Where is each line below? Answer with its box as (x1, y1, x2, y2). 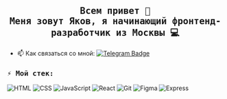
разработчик (51, 27, 111, 38)
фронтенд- (171, 16, 222, 27)
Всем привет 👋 (80, 5, 151, 16)
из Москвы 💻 (115, 27, 180, 38)
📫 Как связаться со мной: (16, 49, 95, 57)
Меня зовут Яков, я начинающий (9, 16, 167, 27)
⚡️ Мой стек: (7, 69, 54, 78)
